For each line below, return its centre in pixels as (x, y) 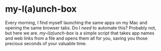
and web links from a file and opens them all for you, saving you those (77, 38)
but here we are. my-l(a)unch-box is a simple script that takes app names (80, 33)
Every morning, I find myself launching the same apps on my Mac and (76, 23)
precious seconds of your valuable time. (46, 43)
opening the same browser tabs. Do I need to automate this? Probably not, (81, 27)
